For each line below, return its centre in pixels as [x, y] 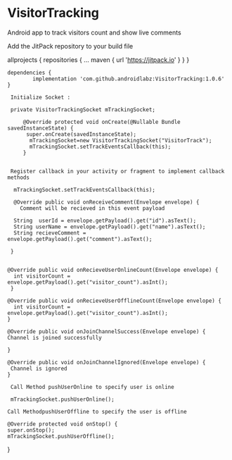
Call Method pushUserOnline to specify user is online [92, 387]
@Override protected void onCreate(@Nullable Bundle [102, 122]
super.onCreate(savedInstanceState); [81, 134]
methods [19, 178]
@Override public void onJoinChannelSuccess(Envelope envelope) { [107, 331]
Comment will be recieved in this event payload [92, 208]
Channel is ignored [39, 368]
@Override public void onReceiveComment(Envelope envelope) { [107, 202]
